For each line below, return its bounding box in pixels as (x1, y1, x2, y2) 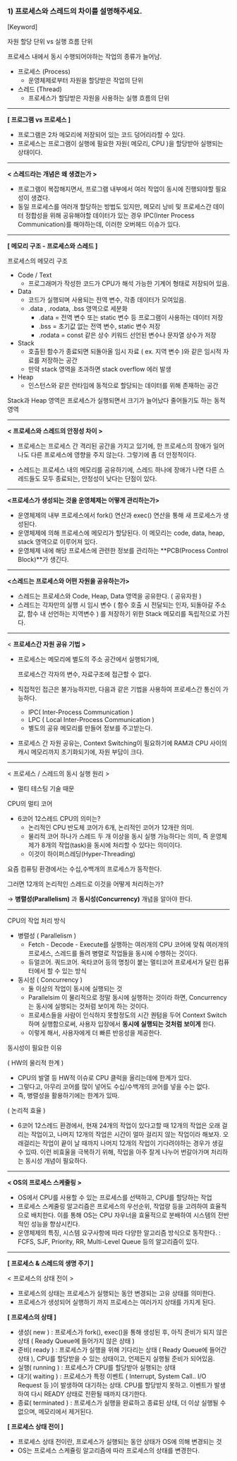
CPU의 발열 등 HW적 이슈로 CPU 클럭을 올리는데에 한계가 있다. (17, 1074, 192, 1082)
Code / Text (17, 271, 52, 280)
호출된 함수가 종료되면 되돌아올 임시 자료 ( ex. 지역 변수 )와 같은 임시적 (28, 348, 222, 356)
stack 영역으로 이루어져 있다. (17, 538, 98, 546)
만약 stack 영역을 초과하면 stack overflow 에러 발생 (28, 365, 171, 374)
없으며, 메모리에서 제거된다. (17, 1407, 94, 1416)
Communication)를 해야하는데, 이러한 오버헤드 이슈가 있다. (17, 220, 181, 229)
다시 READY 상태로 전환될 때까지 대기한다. (30, 1390, 147, 1398)
